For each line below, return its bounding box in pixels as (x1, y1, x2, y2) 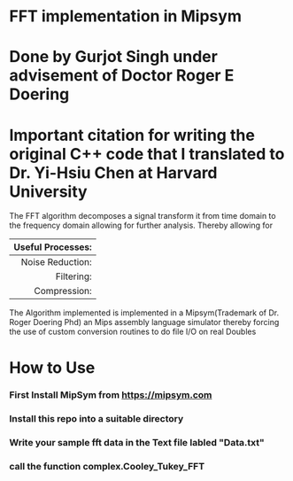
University (9, 182, 88, 201)
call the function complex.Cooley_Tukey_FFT (9, 461, 205, 473)
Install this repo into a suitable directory (9, 413, 184, 425)
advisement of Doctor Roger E (9, 66, 235, 86)
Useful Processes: (13, 241, 93, 253)
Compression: (34, 285, 93, 298)
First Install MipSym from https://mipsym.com (9, 389, 212, 401)
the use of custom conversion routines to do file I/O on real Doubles (9, 326, 257, 337)
